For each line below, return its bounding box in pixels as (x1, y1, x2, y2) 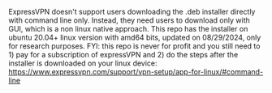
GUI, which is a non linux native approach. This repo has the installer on (8, 24, 248, 33)
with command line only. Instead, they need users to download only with (8, 15, 250, 25)
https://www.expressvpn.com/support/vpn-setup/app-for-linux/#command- (8, 67, 264, 76)
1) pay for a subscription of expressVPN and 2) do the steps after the (8, 50, 239, 59)
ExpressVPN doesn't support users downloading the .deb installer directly (8, 7, 256, 16)
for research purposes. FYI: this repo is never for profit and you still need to (8, 41, 261, 51)
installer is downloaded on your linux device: (8, 58, 158, 68)
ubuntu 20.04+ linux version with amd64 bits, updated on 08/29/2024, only (8, 32, 261, 42)
